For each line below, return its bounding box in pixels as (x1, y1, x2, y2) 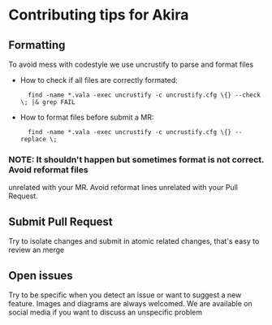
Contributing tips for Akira (8, 6, 189, 24)
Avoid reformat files (8, 164, 89, 175)
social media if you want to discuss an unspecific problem (8, 307, 203, 317)
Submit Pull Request (8, 214, 113, 228)
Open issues (8, 268, 73, 282)
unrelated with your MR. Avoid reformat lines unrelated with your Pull (8, 183, 238, 193)
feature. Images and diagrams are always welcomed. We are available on (8, 298, 253, 308)
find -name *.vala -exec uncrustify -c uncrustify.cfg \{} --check (28, 91, 261, 99)
